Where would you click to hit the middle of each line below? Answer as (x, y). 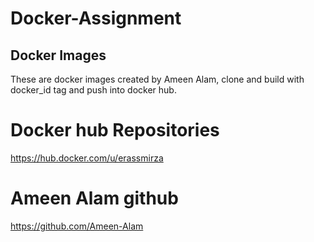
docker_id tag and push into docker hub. (93, 90)
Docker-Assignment (96, 18)
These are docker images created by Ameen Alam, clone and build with (157, 79)
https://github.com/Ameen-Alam (77, 226)
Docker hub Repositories (115, 130)
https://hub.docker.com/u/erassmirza (87, 158)
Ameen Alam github (94, 198)
